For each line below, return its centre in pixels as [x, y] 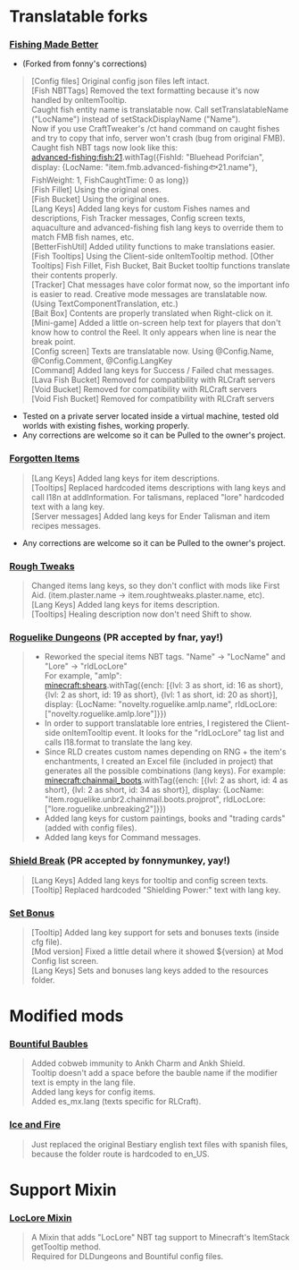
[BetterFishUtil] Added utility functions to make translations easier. [153, 247]
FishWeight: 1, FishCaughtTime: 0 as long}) [110, 180]
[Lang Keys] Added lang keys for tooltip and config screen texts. [149, 880]
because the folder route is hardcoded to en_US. [120, 1154]
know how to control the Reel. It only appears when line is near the [154, 332]
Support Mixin [63, 1190]
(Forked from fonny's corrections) [84, 64]
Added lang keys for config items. [93, 1092]
